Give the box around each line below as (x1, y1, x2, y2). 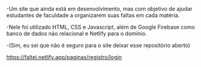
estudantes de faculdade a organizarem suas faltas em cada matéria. (6, 12, 180, 19)
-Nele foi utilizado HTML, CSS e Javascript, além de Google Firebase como (6, 24, 196, 30)
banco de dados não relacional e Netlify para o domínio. (6, 30, 147, 37)
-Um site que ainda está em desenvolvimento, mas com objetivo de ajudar (6, 5, 193, 12)
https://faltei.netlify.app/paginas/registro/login (6, 54, 122, 60)
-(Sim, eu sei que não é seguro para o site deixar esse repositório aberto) (6, 42, 191, 49)
